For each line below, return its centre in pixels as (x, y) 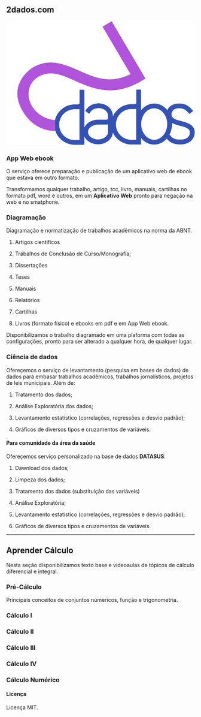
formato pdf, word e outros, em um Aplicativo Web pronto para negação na (100, 196)
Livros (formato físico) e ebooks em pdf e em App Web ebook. (92, 324)
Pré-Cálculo (24, 587)
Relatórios (27, 300)
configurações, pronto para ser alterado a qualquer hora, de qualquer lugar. (100, 342)
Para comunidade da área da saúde (51, 443)
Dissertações (31, 266)
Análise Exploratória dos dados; (54, 406)
